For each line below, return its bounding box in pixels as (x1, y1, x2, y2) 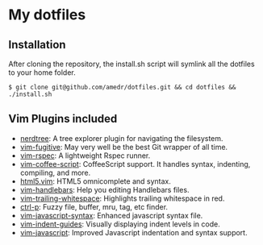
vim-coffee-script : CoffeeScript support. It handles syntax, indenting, (19, 159, 251, 168)
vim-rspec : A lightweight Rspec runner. (19, 151, 151, 160)
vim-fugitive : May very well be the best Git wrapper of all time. (19, 142, 228, 152)
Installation (8, 38, 66, 52)
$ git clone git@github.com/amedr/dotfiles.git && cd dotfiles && (8, 83, 236, 91)
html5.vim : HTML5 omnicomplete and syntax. (19, 176, 172, 186)
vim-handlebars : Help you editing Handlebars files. (19, 185, 190, 194)
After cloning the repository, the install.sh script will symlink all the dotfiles (8, 59, 256, 69)
